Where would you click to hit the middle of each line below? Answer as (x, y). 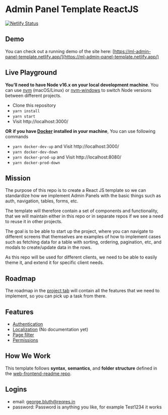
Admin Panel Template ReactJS (72, 9)
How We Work (28, 356)
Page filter (23, 335)
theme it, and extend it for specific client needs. (55, 263)
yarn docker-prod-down (36, 163)
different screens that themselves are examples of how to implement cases (83, 237)
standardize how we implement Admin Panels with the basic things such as (83, 196)
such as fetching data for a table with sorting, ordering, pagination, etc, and (83, 242)
